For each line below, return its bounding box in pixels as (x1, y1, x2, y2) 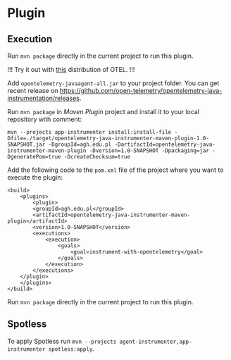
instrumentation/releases (7, 94, 80, 102)
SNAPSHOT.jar (7, 141, 46, 148)
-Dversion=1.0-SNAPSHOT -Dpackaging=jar (89, 147, 210, 154)
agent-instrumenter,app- (119, 338, 192, 345)
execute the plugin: (7, 173, 63, 181)
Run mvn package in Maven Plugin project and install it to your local (7, 108, 199, 116)
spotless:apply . (48, 344, 95, 353)
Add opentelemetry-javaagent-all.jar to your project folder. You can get (7, 79, 220, 87)
